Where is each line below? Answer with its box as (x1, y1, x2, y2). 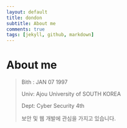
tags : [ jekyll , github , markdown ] (6, 32, 95, 38)
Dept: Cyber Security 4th (21, 102, 85, 110)
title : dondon (6, 15, 43, 21)
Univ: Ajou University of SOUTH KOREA (21, 90, 121, 98)
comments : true (6, 26, 45, 32)
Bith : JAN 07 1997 (21, 78, 68, 86)
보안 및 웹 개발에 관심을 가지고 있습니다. (21, 115, 116, 122)
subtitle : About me (6, 20, 56, 26)
